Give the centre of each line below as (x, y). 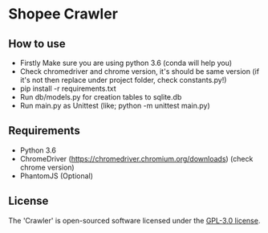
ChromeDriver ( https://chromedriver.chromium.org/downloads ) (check (136, 158)
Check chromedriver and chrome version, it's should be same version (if (139, 72)
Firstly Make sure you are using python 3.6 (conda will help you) (126, 63)
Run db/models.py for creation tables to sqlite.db (101, 97)
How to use (37, 44)
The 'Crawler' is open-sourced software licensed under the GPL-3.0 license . (134, 220)
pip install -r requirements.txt (68, 88)
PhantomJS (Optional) (57, 176)
